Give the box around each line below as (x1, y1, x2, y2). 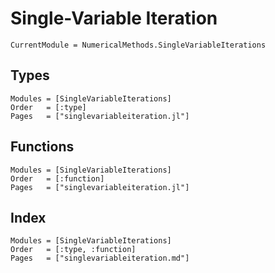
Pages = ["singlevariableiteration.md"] (10, 253, 190, 264)
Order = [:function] (10, 173, 105, 184)
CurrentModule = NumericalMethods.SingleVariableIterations (10, 40, 267, 50)
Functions (10, 138, 75, 156)
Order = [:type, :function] (10, 245, 137, 255)
